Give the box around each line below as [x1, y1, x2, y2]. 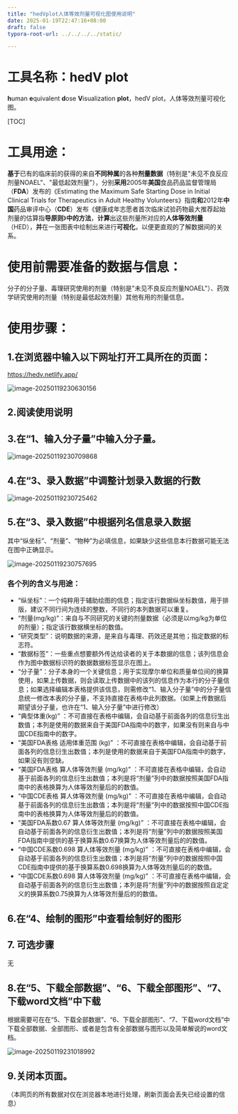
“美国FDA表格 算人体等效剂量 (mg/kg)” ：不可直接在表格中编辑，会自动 [17, 765, 226, 774]
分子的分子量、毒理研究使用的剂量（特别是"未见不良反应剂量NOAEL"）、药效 [7, 284, 229, 292]
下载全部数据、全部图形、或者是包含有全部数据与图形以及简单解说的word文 [7, 1024, 228, 1033]
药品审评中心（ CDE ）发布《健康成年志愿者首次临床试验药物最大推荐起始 [13, 205, 226, 213]
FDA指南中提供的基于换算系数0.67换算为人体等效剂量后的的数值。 [17, 837, 212, 845]
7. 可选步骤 [7, 938, 55, 950]
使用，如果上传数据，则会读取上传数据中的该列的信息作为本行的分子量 [17, 677, 224, 685]
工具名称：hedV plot [7, 69, 129, 85]
